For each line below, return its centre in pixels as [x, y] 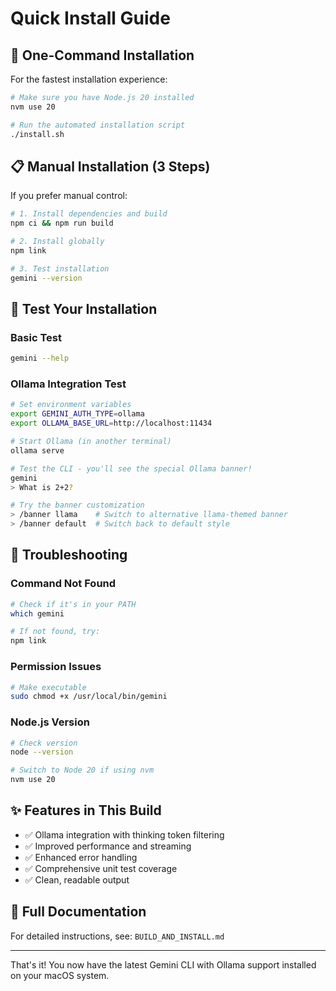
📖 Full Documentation [78, 912]
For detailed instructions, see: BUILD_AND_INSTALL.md [117, 936]
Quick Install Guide [90, 18]
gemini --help [40, 358]
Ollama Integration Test [68, 384]
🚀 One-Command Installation [102, 55]
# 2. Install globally [57, 242]
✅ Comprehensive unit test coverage [101, 868]
